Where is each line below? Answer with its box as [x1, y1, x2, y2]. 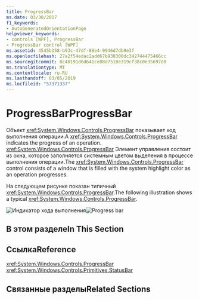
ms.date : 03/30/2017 [6, 14, 58, 20]
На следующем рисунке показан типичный [6, 182, 116, 189]
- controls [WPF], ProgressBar [6, 36, 84, 42]
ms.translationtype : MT [6, 64, 66, 71]
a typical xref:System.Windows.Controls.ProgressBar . [6, 195, 138, 202]
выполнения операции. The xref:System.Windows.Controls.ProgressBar [6, 158, 184, 165]
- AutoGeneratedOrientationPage [6, 25, 86, 32]
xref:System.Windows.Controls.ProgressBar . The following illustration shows [6, 189, 192, 196]
